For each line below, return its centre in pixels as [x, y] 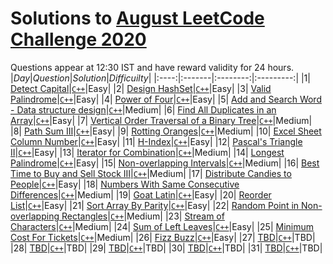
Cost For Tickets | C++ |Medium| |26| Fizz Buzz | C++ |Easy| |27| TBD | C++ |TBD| [163, 237]
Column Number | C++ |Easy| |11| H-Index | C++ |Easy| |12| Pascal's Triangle [156, 141]
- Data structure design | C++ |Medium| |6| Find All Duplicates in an [143, 109]
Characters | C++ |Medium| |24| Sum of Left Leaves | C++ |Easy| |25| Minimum [162, 226]
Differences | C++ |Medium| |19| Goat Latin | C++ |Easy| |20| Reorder [141, 194]
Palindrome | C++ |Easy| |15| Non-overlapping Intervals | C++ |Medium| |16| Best [165, 163]
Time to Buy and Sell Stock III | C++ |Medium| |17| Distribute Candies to [151, 173]
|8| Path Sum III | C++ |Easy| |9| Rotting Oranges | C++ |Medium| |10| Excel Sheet [166, 131]
